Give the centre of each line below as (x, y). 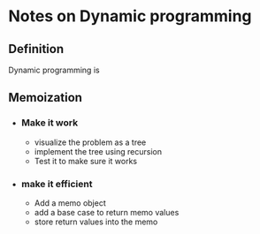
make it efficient (57, 184)
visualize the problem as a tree (90, 142)
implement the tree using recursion (98, 151)
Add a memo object (70, 203)
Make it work (50, 123)
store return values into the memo (96, 222)
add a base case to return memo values (107, 212)
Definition (36, 49)
